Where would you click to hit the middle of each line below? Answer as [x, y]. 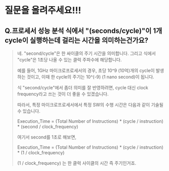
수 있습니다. [29, 111]
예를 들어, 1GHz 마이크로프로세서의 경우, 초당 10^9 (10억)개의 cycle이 [86, 71]
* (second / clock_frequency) [48, 127]
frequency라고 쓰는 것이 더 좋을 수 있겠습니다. [63, 94]
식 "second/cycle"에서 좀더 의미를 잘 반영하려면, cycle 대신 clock [83, 88]
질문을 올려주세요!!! [43, 10]
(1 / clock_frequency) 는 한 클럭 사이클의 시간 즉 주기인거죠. [77, 163]
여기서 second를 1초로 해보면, [47, 137]
